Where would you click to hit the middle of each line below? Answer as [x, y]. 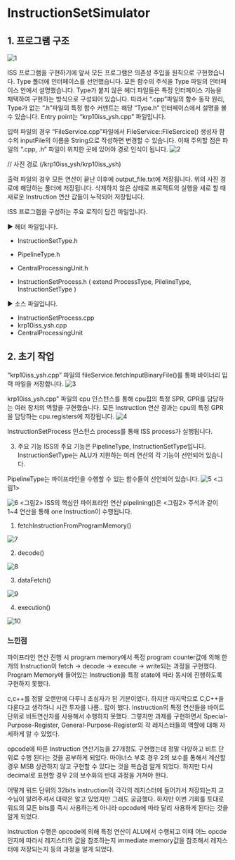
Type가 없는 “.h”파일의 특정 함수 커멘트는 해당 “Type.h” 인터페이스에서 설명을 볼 [117, 108]
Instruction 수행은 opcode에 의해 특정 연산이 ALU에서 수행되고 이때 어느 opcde [117, 832]
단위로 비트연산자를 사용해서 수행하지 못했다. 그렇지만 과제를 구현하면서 [105, 716]
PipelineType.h [39, 254]
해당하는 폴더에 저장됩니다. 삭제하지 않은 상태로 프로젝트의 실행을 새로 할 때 [123, 188]
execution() [34, 607]
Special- [215, 716]
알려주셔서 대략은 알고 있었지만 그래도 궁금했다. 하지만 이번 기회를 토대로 [125, 799]
